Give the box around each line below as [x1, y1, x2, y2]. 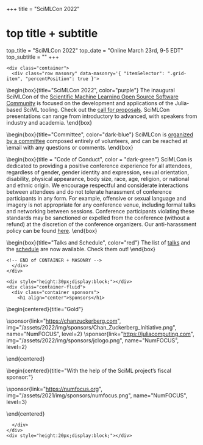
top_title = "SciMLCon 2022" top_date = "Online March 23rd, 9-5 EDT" [6, 46, 184, 54]
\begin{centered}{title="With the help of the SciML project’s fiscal [6, 367, 172, 374]
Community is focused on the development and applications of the [6, 99, 174, 106]
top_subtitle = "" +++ [6, 53, 60, 61]
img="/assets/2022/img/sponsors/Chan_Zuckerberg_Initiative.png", [6, 323, 177, 331]
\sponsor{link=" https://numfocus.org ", [6, 385, 102, 392]
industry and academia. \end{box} [6, 119, 93, 126]
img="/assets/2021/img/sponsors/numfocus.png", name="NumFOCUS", [6, 391, 188, 399]
